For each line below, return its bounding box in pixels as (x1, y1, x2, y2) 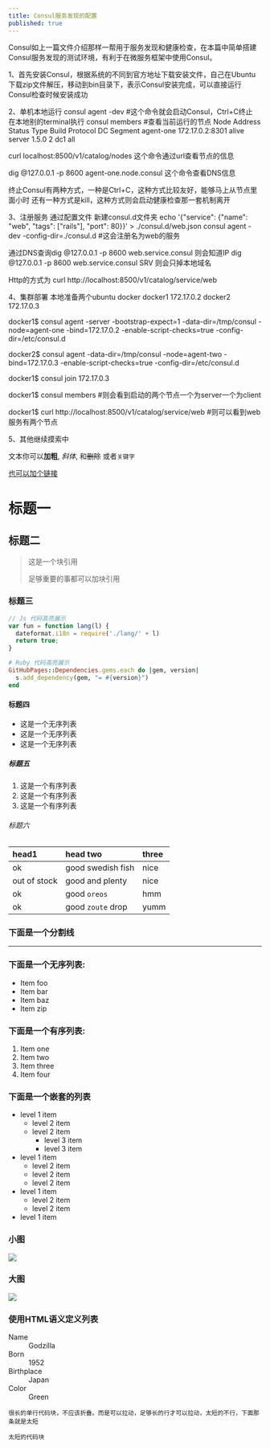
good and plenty (65, 875, 128, 886)
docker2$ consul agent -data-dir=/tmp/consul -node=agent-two (8, 349, 223, 358)
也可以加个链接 (8, 468, 58, 478)
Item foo (19, 978, 48, 988)
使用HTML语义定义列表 (8, 1313, 99, 1324)
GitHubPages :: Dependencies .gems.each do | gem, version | (8, 666, 199, 675)
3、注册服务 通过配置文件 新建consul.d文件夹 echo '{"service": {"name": (8, 212, 248, 222)
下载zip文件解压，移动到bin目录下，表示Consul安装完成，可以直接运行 (8, 80, 242, 89)
